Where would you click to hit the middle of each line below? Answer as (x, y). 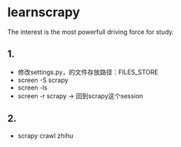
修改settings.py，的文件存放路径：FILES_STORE (88, 72)
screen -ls (32, 87)
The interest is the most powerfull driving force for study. (91, 32)
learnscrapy (44, 12)
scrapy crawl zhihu (45, 136)
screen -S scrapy (43, 80)
